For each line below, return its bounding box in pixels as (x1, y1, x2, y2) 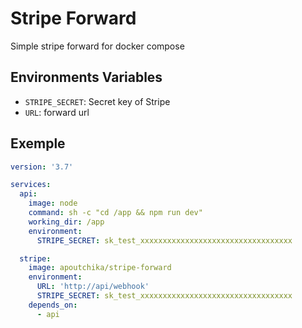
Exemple (10, 135, 66, 152)
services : (10, 180, 52, 190)
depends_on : (28, 300, 78, 310)
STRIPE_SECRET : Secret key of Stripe (24, 95, 171, 107)
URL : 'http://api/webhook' (36, 282, 150, 292)
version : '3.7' (10, 162, 74, 172)
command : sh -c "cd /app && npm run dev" (28, 208, 203, 218)
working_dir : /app (28, 217, 105, 227)
